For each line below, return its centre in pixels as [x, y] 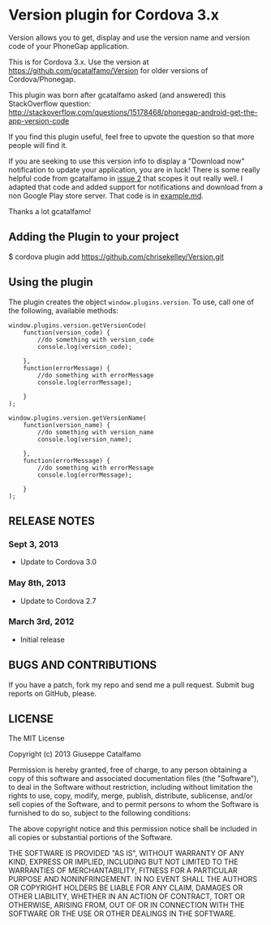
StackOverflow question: [50, 103]
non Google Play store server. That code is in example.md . [106, 195]
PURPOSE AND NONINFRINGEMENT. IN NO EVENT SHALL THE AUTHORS [133, 879]
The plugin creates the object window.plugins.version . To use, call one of [131, 302]
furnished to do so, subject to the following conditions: [99, 813]
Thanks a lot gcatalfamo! [50, 211]
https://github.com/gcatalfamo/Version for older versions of [108, 70]
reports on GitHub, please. [53, 693]
